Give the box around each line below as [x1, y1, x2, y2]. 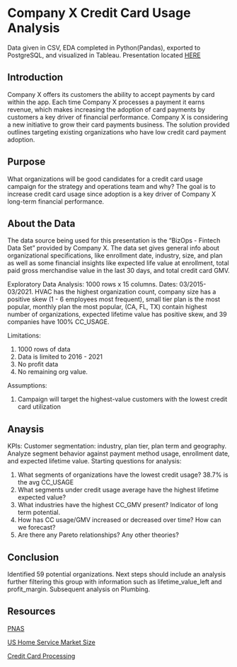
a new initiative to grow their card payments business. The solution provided [7, 120, 230, 129]
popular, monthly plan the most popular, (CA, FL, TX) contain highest [7, 303, 207, 311]
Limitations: [7, 331, 41, 340]
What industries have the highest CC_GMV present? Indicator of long [17, 501, 219, 509]
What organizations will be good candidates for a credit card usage [7, 175, 203, 183]
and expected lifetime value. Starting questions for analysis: [7, 457, 182, 465]
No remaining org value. [17, 368, 88, 376]
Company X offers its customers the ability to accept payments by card [7, 90, 215, 98]
